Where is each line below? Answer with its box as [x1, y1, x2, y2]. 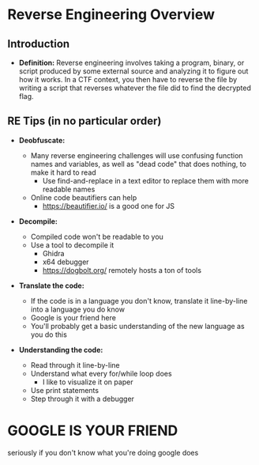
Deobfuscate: [18, 135, 66, 145]
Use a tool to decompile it [30, 240, 114, 250]
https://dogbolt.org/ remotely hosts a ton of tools [42, 265, 202, 274]
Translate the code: [18, 281, 84, 290]
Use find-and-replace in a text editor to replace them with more [42, 176, 250, 185]
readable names [42, 184, 96, 194]
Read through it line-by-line [30, 360, 120, 369]
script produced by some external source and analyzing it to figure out [18, 66, 249, 76]
